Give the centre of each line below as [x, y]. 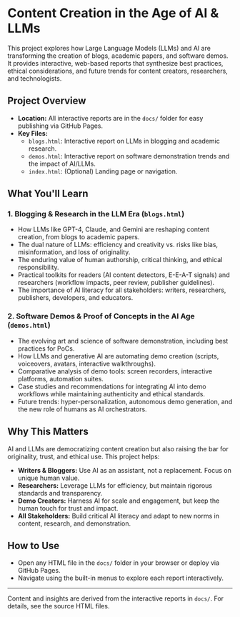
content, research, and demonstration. [74, 523]
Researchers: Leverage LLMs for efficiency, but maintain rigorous [115, 485]
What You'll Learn [48, 194]
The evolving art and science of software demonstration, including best [123, 341]
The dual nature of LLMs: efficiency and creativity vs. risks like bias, [118, 245]
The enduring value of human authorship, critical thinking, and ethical [120, 260]
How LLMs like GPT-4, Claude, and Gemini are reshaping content [113, 229]
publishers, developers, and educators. [75, 298]
